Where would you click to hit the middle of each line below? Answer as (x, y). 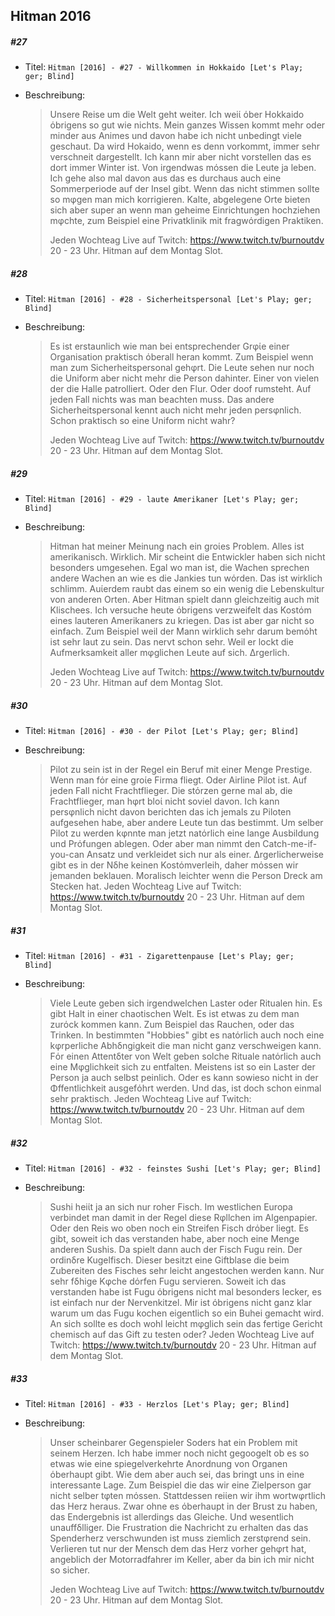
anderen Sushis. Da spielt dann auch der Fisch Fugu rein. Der (176, 1250)
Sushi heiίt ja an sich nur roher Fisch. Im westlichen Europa (171, 1207)
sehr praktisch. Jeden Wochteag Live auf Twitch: (150, 1099)
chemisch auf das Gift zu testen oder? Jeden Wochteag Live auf (182, 1335)
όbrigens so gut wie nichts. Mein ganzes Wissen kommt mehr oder (187, 125)
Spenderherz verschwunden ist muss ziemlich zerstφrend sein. (180, 1538)
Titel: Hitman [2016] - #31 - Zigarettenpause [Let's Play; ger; (159, 956)
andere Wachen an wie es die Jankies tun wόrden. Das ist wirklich (186, 578)
